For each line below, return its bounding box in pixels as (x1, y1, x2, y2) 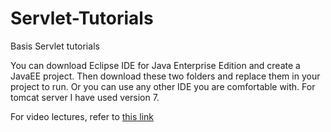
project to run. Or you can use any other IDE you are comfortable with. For (10, 80, 316, 92)
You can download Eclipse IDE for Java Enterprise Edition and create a (10, 59, 301, 71)
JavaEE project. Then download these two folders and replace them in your (10, 70, 321, 82)
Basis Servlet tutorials (10, 40, 100, 52)
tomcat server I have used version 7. (10, 91, 160, 103)
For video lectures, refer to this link (10, 110, 155, 122)
